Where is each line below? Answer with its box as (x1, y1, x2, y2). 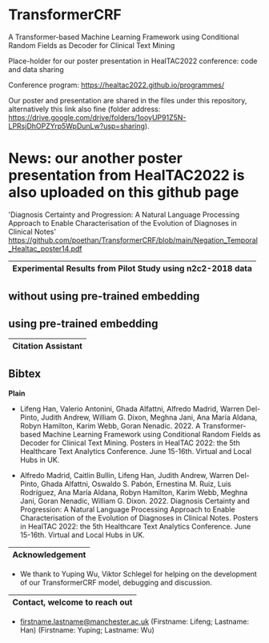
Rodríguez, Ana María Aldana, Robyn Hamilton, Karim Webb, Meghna (19, 487, 248, 497)
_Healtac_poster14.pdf (8, 243, 82, 253)
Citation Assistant (12, 340, 82, 352)
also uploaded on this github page (8, 183, 239, 202)
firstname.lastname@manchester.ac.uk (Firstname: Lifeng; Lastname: (19, 617, 250, 626)
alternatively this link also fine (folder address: (8, 104, 161, 114)
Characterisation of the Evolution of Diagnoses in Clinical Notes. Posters (19, 512, 259, 522)
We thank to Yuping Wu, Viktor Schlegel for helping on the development (19, 569, 258, 578)
